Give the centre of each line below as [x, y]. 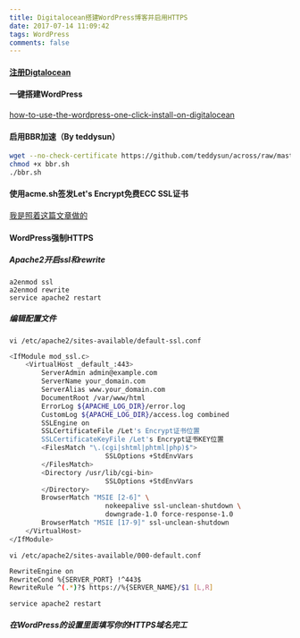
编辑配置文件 [33, 319]
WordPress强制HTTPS [51, 237]
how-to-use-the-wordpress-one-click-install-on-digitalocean [122, 115]
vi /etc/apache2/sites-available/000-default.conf [105, 556]
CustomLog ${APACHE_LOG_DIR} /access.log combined [135, 414]
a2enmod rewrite [39, 290]
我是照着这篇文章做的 [48, 216]
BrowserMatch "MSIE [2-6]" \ [96, 498]
